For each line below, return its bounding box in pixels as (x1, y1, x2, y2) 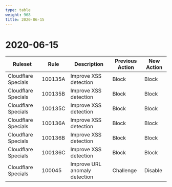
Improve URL (70, 160, 102, 168)
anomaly (70, 167, 91, 174)
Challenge (112, 167, 137, 174)
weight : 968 (5, 12, 31, 17)
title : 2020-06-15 (5, 17, 45, 22)
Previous (115, 57, 137, 64)
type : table (5, 7, 31, 13)
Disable (144, 167, 163, 174)
